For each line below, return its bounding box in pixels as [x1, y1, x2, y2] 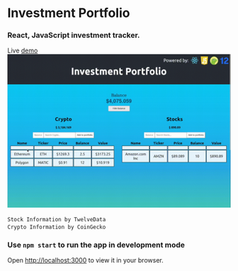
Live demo [7, 46, 38, 55]
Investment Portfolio [7, 5, 130, 21]
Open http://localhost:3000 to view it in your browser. [7, 256, 164, 265]
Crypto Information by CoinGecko [7, 223, 106, 231]
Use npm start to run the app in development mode [7, 240, 186, 250]
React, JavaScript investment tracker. [7, 31, 140, 40]
